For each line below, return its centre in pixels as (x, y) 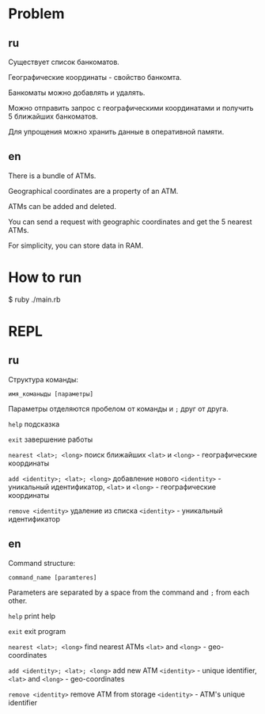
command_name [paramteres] (53, 577)
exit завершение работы (51, 439)
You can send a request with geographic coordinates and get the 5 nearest (130, 222)
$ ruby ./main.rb (34, 299)
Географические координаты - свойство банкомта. (95, 77)
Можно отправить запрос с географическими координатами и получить (131, 108)
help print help (32, 616)
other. (18, 600)
